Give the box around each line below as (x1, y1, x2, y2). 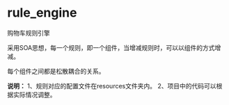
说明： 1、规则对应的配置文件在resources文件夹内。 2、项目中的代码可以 (7, 81, 216, 90)
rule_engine (7, 5, 77, 21)
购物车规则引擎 (7, 29, 50, 37)
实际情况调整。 (13, 90, 56, 99)
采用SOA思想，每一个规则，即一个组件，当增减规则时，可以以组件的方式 (7, 43, 215, 51)
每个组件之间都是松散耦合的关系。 (7, 67, 105, 75)
